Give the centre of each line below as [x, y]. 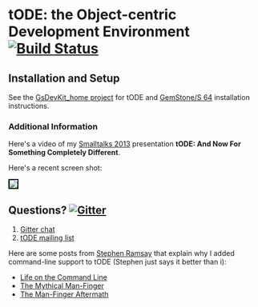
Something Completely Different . [64, 153]
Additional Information [53, 126]
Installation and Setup [64, 78]
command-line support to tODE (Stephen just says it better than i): [117, 262]
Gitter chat [37, 229]
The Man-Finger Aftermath [64, 294]
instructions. [29, 106]
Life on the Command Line [64, 277]
